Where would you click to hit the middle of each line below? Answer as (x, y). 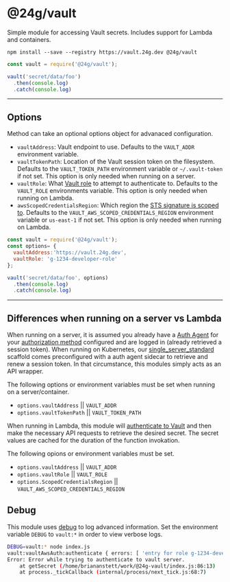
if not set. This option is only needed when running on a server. (106, 176)
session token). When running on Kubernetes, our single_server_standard (111, 349)
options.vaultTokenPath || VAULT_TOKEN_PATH (79, 412)
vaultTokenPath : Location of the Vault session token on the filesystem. (116, 162)
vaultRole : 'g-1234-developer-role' (65, 259)
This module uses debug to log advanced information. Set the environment (113, 526)
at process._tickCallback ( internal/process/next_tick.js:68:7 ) (113, 572)
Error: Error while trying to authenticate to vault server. (96, 559)
